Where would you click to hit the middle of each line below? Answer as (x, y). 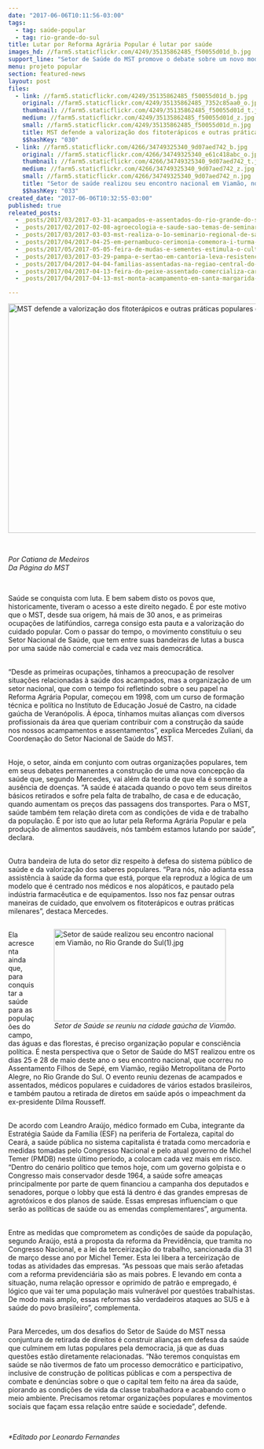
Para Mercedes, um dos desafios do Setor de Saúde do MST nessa (117, 1331)
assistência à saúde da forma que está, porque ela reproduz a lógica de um (130, 878)
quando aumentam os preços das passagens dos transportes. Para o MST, (129, 804)
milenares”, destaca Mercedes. (58, 911)
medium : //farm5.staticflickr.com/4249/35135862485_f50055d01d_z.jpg (139, 118)
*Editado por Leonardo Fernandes (64, 1437)
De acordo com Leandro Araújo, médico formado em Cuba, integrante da (126, 1126)
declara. (22, 837)
